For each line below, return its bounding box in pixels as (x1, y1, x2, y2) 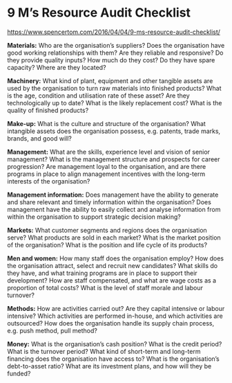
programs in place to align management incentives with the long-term (7, 170, 206, 178)
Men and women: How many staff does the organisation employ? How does (7, 254, 224, 262)
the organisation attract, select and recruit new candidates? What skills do (7, 261, 218, 269)
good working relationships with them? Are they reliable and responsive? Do (7, 48, 224, 57)
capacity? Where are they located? (7, 63, 106, 71)
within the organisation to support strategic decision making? (7, 213, 181, 221)
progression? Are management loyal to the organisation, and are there (7, 162, 206, 170)
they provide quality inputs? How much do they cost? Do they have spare (7, 55, 215, 64)
